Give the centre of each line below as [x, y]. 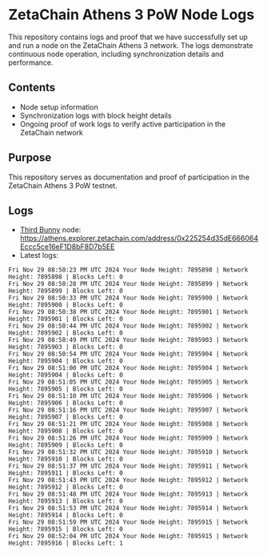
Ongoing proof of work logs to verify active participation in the [123, 124]
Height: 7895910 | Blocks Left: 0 [66, 459]
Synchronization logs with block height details [96, 115]
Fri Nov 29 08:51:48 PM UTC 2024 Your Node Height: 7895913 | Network [128, 494]
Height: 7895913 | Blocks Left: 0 [66, 501]
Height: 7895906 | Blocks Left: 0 [66, 403]
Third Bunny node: [50, 230]
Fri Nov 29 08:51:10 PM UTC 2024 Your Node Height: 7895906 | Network [128, 396]
